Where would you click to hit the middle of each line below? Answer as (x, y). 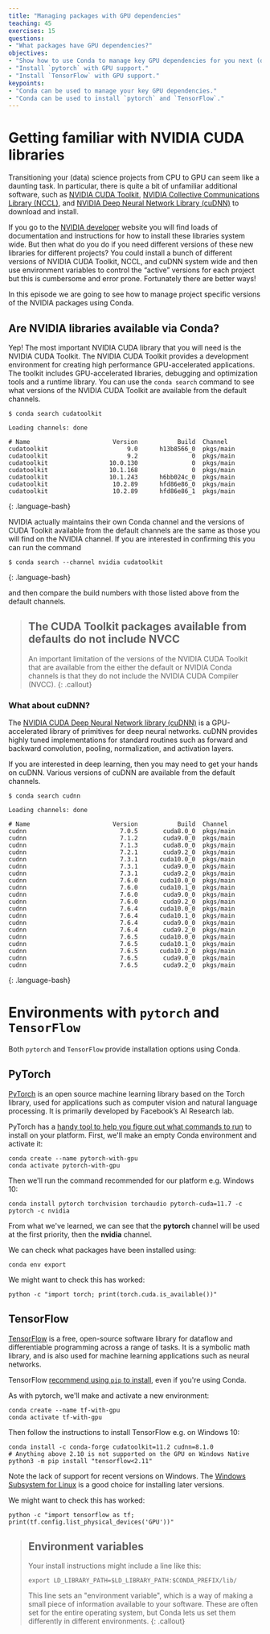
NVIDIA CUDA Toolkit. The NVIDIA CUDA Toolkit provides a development (129, 356)
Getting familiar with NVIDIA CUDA (127, 138)
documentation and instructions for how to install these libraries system (127, 236)
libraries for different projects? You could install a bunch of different (121, 253)
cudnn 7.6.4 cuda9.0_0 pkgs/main (122, 923)
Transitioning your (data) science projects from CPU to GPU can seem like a (134, 177)
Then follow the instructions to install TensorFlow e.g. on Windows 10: (124, 1432)
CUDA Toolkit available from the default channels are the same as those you (134, 530)
